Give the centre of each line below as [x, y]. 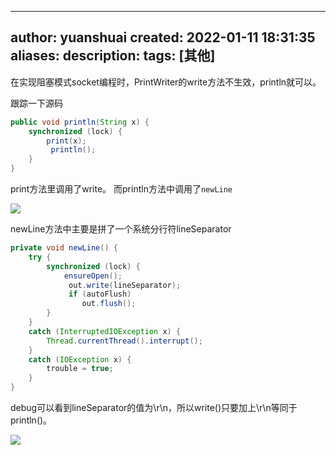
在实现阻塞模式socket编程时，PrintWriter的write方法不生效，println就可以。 [166, 82]
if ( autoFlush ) [100, 294]
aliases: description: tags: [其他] [113, 56]
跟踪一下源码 [36, 103]
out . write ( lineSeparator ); [125, 285]
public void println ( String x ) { [80, 122]
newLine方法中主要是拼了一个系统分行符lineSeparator [121, 229]
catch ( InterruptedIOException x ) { [105, 331]
